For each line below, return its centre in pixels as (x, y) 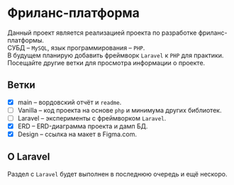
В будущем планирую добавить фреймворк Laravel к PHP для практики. (116, 55)
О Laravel (29, 157)
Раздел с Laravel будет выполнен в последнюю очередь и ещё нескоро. (117, 174)
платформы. (26, 40)
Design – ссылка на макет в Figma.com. (77, 134)
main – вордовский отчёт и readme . (69, 102)
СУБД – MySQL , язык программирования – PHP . (76, 47)
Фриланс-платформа (74, 13)
